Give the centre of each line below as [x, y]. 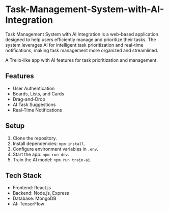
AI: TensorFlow [29, 204]
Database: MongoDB [34, 198]
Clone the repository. [35, 138]
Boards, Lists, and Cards [38, 94]
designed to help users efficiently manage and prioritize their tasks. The [81, 40]
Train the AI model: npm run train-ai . [52, 160]
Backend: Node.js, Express [41, 193]
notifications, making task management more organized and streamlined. [82, 50]
